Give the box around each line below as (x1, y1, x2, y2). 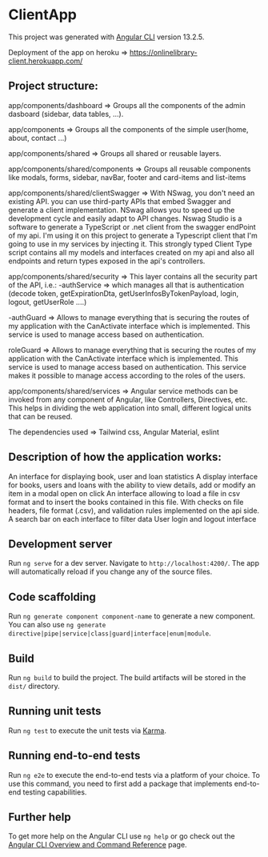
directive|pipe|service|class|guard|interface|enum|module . (8, 628, 211, 638)
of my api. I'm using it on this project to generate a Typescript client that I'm (8, 230, 258, 240)
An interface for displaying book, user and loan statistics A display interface (8, 471, 258, 481)
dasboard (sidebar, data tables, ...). (8, 109, 124, 118)
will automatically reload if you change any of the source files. (8, 567, 213, 577)
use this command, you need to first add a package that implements (8, 779, 233, 788)
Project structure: (8, 79, 98, 93)
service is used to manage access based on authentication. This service (8, 362, 246, 371)
